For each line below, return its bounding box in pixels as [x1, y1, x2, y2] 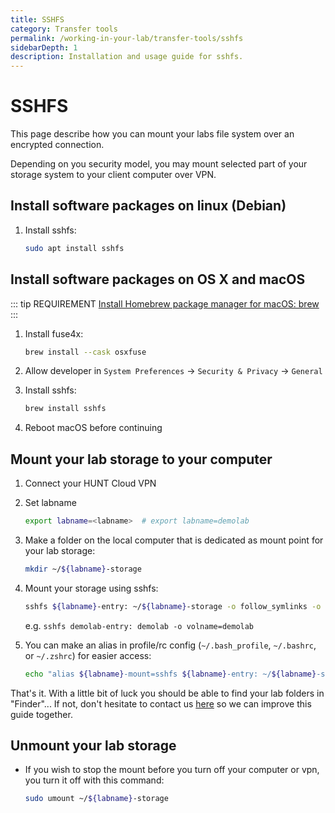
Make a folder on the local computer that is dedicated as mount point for [24, 534, 324, 546]
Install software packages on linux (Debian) [10, 197, 287, 215]
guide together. [10, 708, 73, 720]
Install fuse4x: [24, 327, 84, 340]
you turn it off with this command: [24, 774, 165, 786]
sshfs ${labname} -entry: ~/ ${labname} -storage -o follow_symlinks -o [24, 601, 322, 611]
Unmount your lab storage [10, 737, 177, 755]
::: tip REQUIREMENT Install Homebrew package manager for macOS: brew [10, 297, 320, 310]
